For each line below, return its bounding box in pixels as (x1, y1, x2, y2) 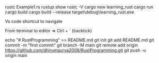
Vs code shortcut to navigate (5, 19, 63, 24)
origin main (5, 52, 28, 58)
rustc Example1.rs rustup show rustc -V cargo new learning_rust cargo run (5, 4, 154, 10)
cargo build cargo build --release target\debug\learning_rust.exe (5, 9, 134, 15)
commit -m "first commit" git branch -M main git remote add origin (5, 42, 138, 48)
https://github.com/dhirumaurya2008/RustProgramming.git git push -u (5, 48, 146, 53)
